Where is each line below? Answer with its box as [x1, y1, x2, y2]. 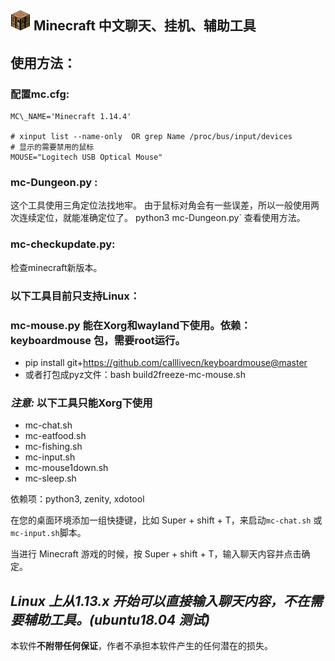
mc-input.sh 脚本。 [10, 527, 87, 539]
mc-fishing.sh [24, 441, 83, 453]
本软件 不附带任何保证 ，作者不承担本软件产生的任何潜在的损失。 [10, 640, 273, 651]
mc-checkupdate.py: [10, 237, 116, 251]
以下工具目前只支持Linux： [10, 289, 141, 303]
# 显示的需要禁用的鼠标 [10, 142, 95, 153]
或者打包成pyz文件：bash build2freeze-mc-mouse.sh [24, 368, 246, 380]
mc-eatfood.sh [24, 430, 87, 442]
